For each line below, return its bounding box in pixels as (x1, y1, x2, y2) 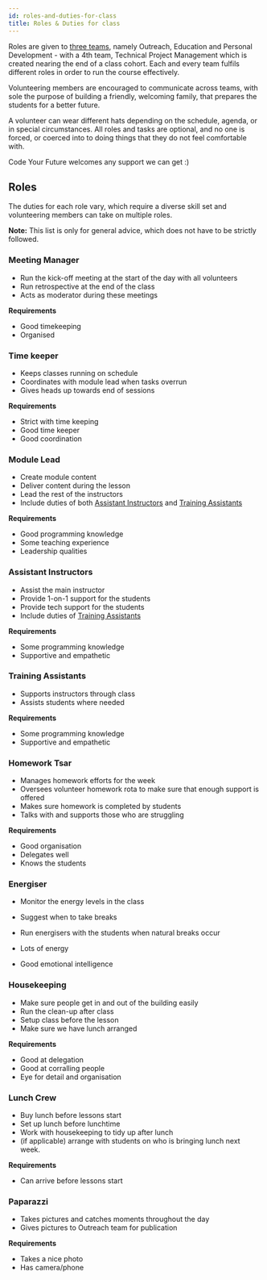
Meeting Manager (8, 255, 80, 266)
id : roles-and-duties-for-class (8, 11, 117, 20)
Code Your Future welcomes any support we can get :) (8, 156, 190, 166)
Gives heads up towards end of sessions (19, 385, 155, 395)
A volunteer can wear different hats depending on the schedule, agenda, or (8, 115, 257, 125)
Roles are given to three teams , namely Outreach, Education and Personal (8, 41, 253, 51)
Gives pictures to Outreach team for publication (19, 1223, 178, 1232)
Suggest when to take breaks (19, 912, 118, 922)
